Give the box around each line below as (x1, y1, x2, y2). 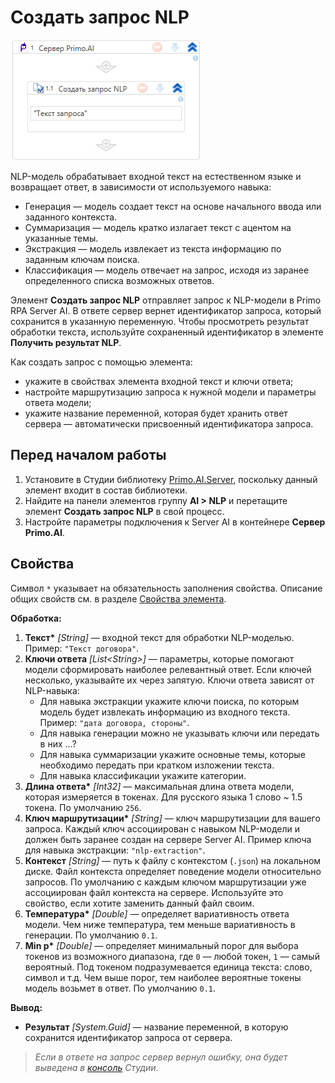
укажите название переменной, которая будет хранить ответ (24, 407, 288, 419)
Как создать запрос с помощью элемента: (10, 356, 193, 368)
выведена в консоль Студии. (34, 1061, 159, 1073)
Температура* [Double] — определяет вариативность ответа (24, 907, 290, 920)
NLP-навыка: (24, 684, 80, 696)
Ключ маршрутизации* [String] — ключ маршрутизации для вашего (24, 812, 321, 824)
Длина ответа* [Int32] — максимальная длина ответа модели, (24, 780, 295, 792)
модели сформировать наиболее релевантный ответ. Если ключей (24, 663, 312, 675)
